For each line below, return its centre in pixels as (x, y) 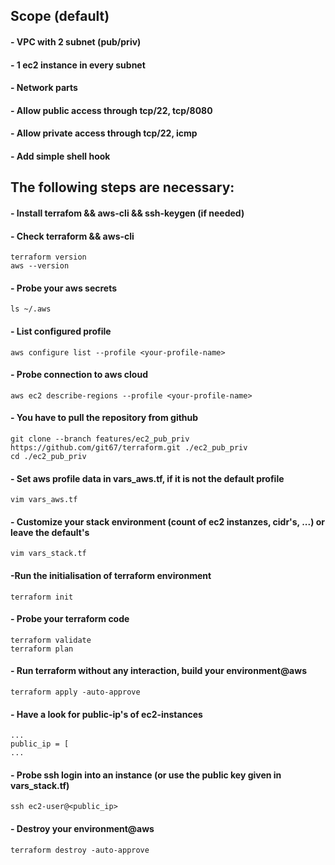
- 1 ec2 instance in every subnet (78, 65)
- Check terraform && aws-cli (72, 236)
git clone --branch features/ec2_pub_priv (100, 439)
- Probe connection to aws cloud (79, 375)
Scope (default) (60, 16)
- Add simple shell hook (60, 156)
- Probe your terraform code (70, 619)
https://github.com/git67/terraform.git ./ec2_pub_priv (129, 447)
